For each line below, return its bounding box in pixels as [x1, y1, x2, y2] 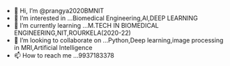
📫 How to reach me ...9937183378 [13, 51, 115, 59]
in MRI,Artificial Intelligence [13, 44, 93, 51]
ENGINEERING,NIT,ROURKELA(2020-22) [13, 28, 131, 37]
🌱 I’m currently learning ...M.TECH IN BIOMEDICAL [13, 22, 159, 29]
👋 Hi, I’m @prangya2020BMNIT [13, 7, 105, 15]
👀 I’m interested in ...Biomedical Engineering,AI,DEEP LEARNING [13, 14, 199, 22]
